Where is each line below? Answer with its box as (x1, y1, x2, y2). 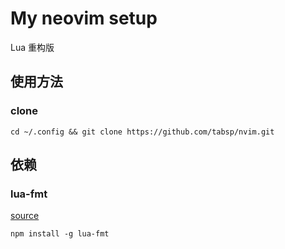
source (10, 210, 40, 222)
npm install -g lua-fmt (10, 229, 110, 239)
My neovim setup (10, 7, 158, 30)
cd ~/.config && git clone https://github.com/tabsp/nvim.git (10, 127, 275, 137)
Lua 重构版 (10, 41, 55, 53)
